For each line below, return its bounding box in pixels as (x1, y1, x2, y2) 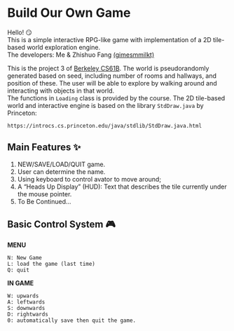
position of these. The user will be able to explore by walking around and (7, 79, 217, 87)
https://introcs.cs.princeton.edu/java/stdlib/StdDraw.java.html (7, 122, 202, 129)
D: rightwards (7, 311, 49, 318)
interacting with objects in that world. (7, 86, 115, 95)
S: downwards (7, 304, 46, 311)
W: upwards (7, 292, 39, 299)
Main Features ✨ (7, 142, 81, 154)
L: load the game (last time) (7, 260, 96, 267)
